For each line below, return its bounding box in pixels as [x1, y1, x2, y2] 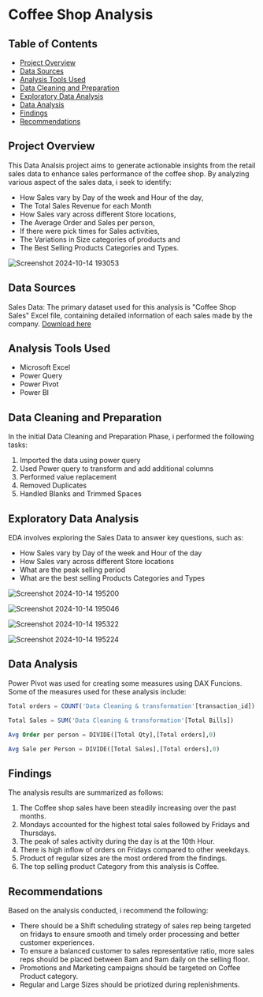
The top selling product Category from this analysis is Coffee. [19, 862, 220, 871]
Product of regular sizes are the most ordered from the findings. [19, 853, 228, 863]
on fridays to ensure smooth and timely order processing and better [19, 930, 240, 939]
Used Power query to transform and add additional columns [19, 464, 214, 473]
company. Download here [8, 318, 92, 329]
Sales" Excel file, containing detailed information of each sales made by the [8, 310, 254, 320]
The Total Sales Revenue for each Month [19, 201, 152, 210]
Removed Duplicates [19, 480, 87, 491]
